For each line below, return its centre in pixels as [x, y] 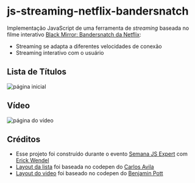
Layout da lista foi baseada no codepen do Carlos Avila [85, 167]
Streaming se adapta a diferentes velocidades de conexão [89, 46]
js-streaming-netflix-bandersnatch [98, 11]
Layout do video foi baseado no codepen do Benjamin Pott [89, 173]
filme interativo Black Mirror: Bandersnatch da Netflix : [74, 34]
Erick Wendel [32, 161]
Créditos [24, 139]
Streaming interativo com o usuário [60, 52]
